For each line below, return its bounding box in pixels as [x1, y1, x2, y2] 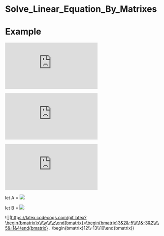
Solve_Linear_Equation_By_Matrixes [5, 3, 157, 15]
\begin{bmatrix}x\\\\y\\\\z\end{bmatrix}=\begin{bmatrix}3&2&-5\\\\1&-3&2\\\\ [5, 220, 159, 226]
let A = [5, 195, 19, 201]
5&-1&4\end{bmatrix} [5, 225, 48, 231]
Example [5, 26, 41, 38]
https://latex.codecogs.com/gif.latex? [11, 215, 87, 221]
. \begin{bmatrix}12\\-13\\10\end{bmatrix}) [49, 225, 134, 231]
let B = [5, 205, 19, 211]
